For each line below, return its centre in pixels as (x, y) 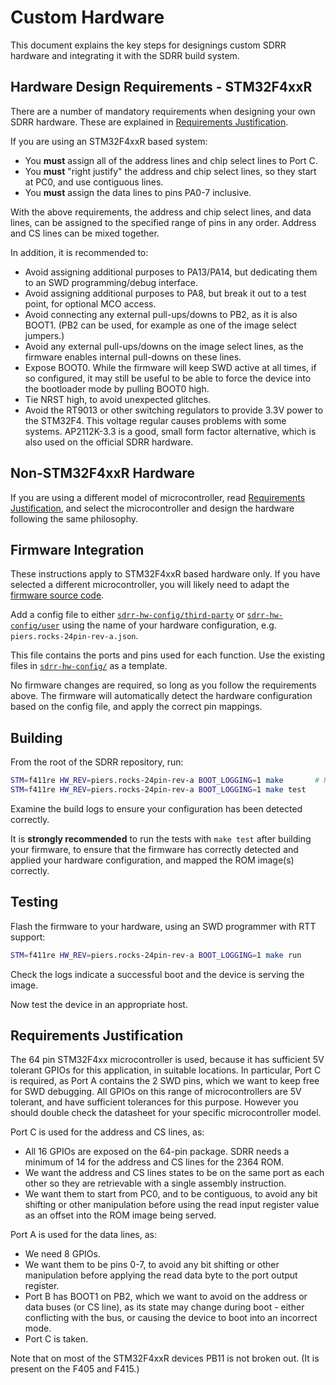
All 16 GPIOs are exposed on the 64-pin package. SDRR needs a (157, 1152)
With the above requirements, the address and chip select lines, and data (161, 212)
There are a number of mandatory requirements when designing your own (163, 111)
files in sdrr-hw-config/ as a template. (89, 666)
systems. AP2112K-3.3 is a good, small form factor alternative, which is (170, 431)
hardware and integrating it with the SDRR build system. (125, 55)
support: (28, 937)
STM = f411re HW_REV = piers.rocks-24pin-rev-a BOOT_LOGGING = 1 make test (158, 790)
